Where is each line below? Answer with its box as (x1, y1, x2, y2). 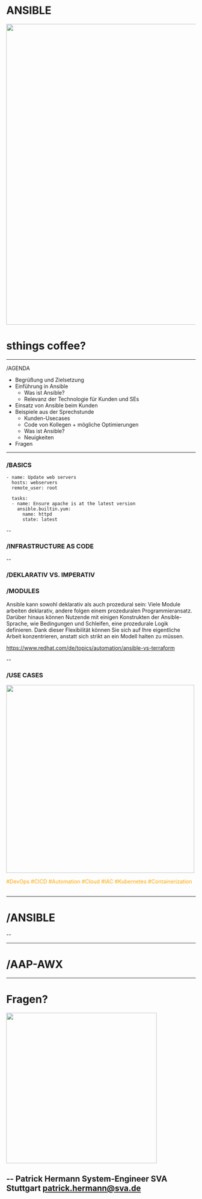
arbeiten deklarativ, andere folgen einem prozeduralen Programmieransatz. (6, 607, 192, 614)
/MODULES (6, 587, 40, 596)
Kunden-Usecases (23, 415, 70, 422)
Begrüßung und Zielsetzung (14, 376, 84, 383)
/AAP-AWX (6, 958, 63, 972)
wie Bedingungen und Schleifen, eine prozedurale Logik (29, 620, 168, 627)
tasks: (11, 496, 28, 502)
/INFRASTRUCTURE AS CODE (6, 542, 94, 550)
